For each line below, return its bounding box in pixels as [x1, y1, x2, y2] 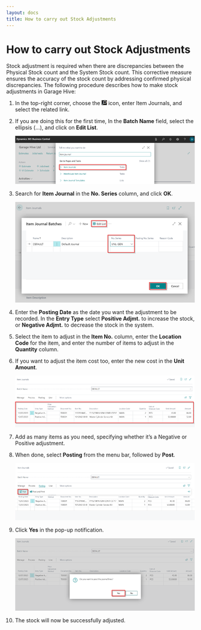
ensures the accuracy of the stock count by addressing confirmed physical [6, 75, 191, 82]
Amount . [14, 364, 38, 371]
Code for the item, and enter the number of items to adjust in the [14, 339, 175, 347]
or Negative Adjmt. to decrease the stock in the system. [14, 321, 154, 329]
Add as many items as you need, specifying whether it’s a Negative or [14, 433, 187, 441]
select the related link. [14, 106, 70, 114]
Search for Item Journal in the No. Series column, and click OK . [14, 190, 173, 197]
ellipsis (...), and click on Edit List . [14, 124, 99, 132]
